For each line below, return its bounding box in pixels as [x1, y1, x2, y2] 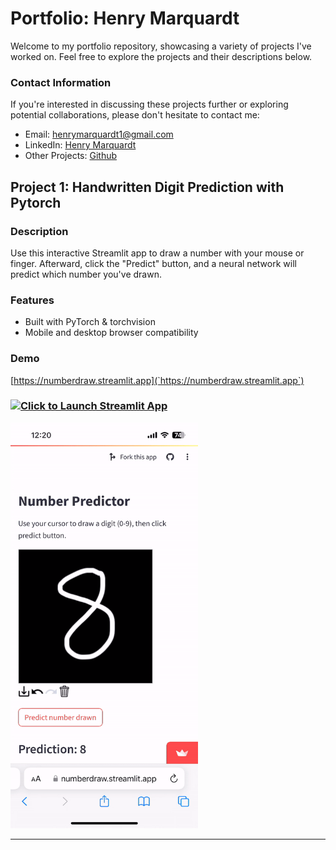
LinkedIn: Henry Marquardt [24, 139, 137, 151]
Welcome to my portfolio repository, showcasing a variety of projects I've [10, 40, 312, 52]
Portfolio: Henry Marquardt [10, 7, 240, 30]
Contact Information [10, 75, 112, 89]
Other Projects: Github [24, 150, 118, 162]
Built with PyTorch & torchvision [24, 316, 156, 328]
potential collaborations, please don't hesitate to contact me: [10, 109, 260, 121]
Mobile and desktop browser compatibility [24, 327, 199, 339]
